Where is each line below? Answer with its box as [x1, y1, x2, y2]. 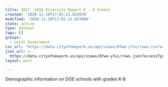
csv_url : [5, 44, 23, 49]
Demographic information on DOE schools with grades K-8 [5, 76, 126, 82]
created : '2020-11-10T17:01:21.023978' [5, 12, 88, 17]
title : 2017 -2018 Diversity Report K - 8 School [5, 7, 111, 12]
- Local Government [9, 40, 50, 45]
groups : [5, 35, 21, 40]
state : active [5, 21, 35, 26]
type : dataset [5, 26, 35, 31]
